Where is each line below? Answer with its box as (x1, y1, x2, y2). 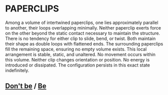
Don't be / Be (5, 82, 47, 90)
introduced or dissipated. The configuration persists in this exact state (5, 62, 150, 68)
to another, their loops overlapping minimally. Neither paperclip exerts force (5, 24, 161, 30)
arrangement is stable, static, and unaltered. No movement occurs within (5, 51, 156, 57)
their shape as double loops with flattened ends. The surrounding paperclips (5, 40, 163, 46)
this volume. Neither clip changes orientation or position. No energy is (5, 56, 150, 62)
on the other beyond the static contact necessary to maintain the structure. (5, 30, 160, 36)
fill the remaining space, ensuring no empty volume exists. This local (5, 46, 147, 52)
